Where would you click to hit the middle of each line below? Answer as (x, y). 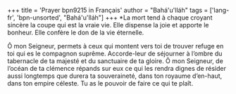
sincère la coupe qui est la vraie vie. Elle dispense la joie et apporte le (108, 25)
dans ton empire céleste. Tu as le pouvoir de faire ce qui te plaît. (100, 83)
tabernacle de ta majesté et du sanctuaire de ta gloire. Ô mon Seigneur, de (115, 61)
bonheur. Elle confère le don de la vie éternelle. (76, 32)
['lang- (219, 10)
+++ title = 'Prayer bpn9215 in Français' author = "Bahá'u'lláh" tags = (108, 10)
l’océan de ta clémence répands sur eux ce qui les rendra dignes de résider (117, 68)
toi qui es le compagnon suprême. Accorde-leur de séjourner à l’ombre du (115, 53)
